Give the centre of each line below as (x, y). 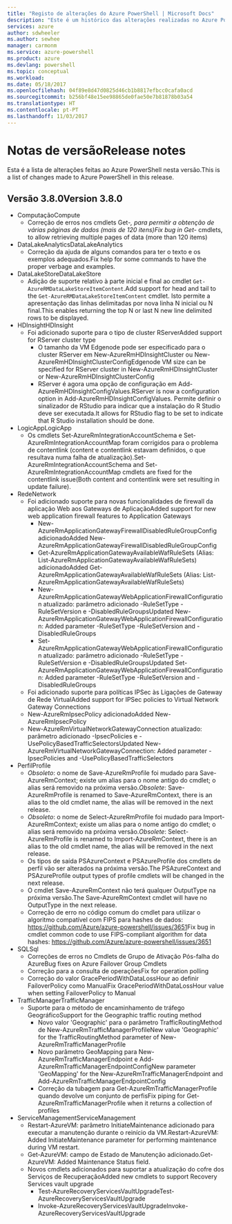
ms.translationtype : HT (41, 104)
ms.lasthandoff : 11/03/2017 (48, 116)
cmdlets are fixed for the (157, 472)
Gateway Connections (59, 707)
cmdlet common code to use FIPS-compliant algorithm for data (117, 935)
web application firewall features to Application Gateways (109, 516)
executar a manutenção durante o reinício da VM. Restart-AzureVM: (123, 1133)
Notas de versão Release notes (97, 150)
